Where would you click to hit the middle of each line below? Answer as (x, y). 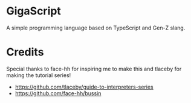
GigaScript (34, 11)
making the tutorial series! (39, 75)
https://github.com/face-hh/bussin (58, 93)
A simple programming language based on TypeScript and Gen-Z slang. (96, 28)
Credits (25, 52)
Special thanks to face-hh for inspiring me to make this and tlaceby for (94, 69)
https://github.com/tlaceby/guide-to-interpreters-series (84, 87)
